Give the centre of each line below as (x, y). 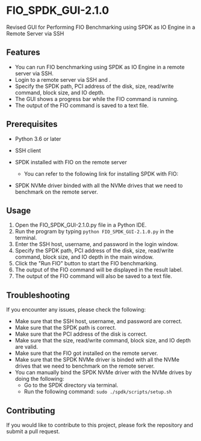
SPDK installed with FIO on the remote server (71, 162)
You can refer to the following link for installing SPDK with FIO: (101, 174)
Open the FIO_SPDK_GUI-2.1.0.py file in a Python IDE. (81, 225)
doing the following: (39, 379)
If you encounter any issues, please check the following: (76, 310)
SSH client (28, 150)
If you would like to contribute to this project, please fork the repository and (100, 425)
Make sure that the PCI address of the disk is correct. (81, 334)
